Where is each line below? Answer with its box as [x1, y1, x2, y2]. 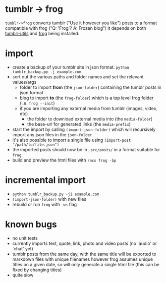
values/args [12, 79, 37, 85]
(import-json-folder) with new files [12, 196, 87, 202]
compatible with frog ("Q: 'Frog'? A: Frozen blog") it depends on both [5, 25, 146, 31]
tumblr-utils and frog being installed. [5, 30, 80, 36]
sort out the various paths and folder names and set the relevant [12, 73, 144, 80]
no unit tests [12, 235, 38, 241]
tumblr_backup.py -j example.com [12, 69, 82, 74]
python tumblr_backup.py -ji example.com [12, 192, 99, 197]
